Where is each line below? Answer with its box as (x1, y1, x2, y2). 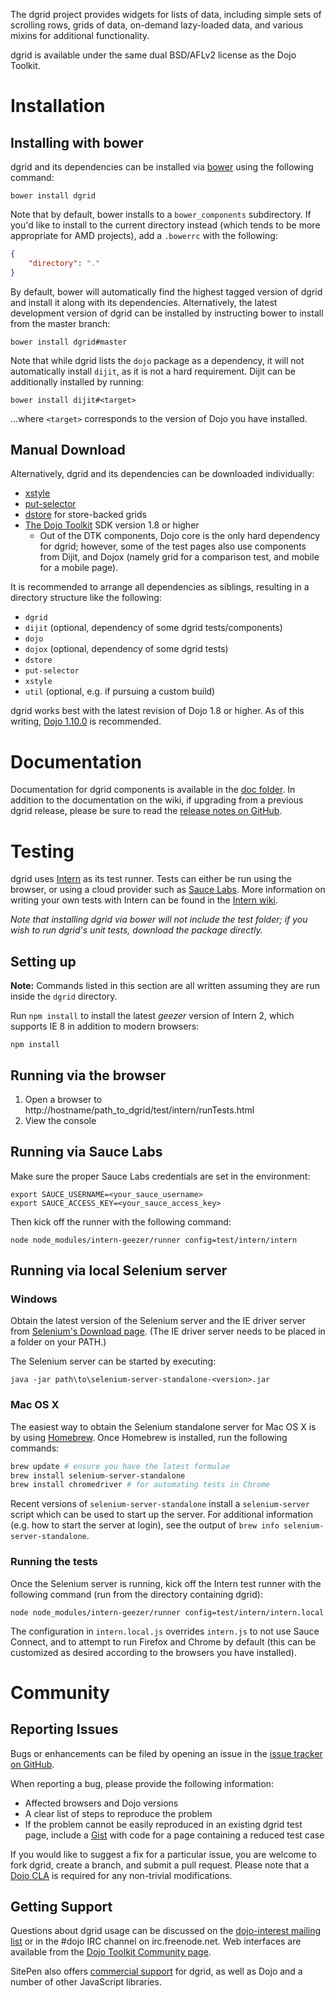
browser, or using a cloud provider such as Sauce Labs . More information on (10, 884, 326, 896)
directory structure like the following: (10, 592, 162, 604)
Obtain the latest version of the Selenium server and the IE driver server (10, 1315, 306, 1327)
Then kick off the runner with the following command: (10, 1215, 232, 1228)
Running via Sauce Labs (10, 1144, 163, 1161)
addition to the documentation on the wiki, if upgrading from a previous (10, 794, 304, 806)
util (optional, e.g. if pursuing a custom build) (24, 685, 216, 698)
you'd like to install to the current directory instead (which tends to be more (10, 219, 321, 231)
